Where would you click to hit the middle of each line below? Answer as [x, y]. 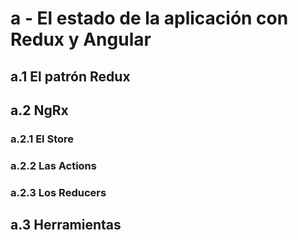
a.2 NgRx [39, 110]
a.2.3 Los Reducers [58, 192]
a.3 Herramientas [66, 225]
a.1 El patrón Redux [70, 76]
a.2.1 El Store [42, 139]
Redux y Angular [81, 39]
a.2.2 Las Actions [53, 165]
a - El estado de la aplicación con [149, 18]
